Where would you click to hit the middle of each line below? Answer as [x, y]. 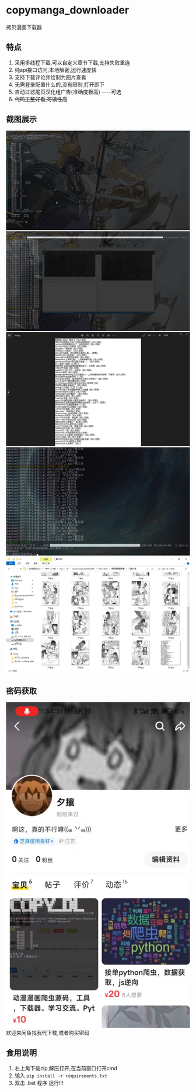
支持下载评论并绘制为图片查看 [50, 77]
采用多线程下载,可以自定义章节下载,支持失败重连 [72, 63]
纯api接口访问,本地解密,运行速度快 [55, 70]
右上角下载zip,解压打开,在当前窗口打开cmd [66, 1068]
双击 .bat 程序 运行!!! [39, 1083]
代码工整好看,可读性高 [41, 99]
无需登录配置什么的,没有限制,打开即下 [60, 84]
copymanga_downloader [68, 10]
